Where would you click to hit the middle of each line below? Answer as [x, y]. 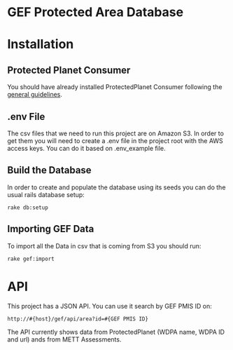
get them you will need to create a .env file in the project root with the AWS [115, 141]
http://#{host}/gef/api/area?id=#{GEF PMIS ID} [78, 319]
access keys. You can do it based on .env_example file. [86, 148]
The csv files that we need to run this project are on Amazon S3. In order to [115, 133]
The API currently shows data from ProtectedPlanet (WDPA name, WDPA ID [116, 332]
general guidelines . [35, 95]
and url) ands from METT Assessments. [64, 339]
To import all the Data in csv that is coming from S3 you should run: [104, 245]
